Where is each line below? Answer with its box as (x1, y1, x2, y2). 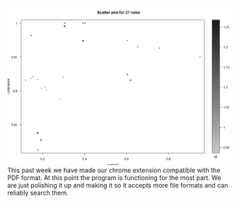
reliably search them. (7, 188, 69, 197)
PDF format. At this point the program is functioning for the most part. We (7, 173, 221, 182)
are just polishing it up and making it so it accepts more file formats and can (7, 181, 229, 189)
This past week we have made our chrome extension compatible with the (7, 166, 221, 174)
